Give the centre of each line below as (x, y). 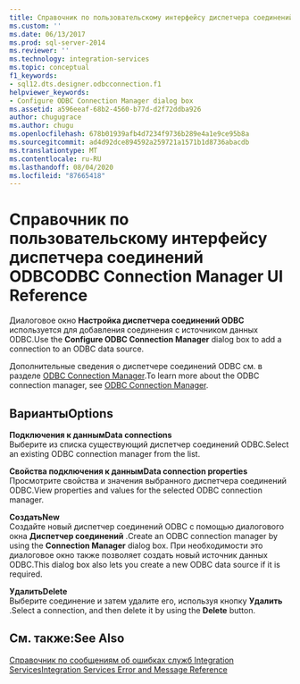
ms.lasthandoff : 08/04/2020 (62, 167)
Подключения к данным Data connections (91, 435)
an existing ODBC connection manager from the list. (105, 454)
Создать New (34, 517)
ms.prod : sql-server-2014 (57, 42)
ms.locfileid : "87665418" (57, 175)
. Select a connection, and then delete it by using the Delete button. (133, 610)
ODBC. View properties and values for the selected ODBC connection (136, 490)
